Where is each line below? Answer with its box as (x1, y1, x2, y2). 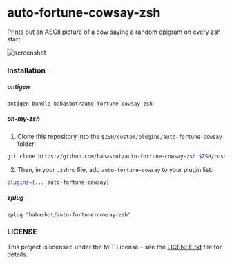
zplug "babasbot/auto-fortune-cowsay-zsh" (7, 211, 131, 218)
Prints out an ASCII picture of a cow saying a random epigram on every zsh (7, 28, 221, 36)
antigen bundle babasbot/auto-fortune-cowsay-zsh (7, 100, 153, 107)
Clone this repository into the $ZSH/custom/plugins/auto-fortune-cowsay (17, 132, 222, 140)
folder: (17, 140, 37, 148)
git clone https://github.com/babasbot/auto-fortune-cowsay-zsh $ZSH (7, 153, 212, 160)
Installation (7, 66, 46, 75)
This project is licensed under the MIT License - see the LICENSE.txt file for (7, 243, 222, 251)
